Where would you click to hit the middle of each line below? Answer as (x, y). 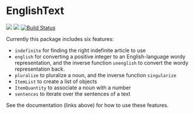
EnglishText (35, 11)
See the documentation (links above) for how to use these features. (87, 105)
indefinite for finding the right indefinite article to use (80, 50)
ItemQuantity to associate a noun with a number (73, 87)
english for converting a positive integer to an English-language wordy (100, 56)
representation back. (40, 69)
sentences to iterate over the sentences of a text (72, 94)
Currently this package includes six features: (60, 39)
